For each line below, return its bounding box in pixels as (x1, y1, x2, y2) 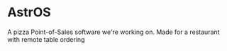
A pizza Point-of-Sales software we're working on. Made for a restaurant (7, 28, 220, 36)
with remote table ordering (7, 35, 85, 43)
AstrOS (7, 4, 51, 21)
